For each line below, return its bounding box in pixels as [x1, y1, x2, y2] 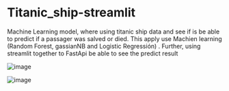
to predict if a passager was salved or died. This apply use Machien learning [7, 34, 222, 42]
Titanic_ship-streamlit [7, 5, 136, 21]
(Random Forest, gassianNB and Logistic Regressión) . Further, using [7, 42, 201, 50]
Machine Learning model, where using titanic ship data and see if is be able [7, 27, 220, 36]
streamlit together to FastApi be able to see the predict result [7, 49, 178, 57]
